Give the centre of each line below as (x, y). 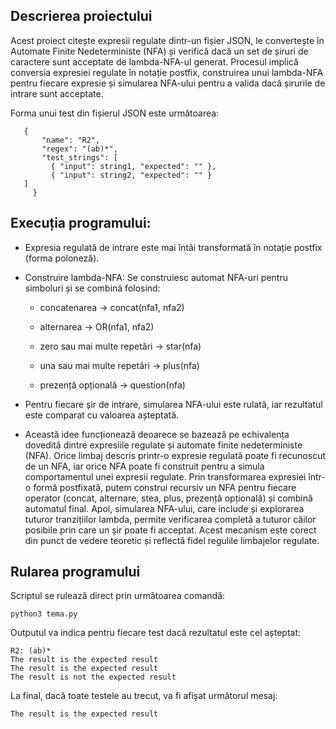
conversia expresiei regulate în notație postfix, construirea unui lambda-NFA (167, 72)
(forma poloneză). (62, 258)
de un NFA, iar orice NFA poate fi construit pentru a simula (144, 466)
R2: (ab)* (31, 651)
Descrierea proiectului (81, 16)
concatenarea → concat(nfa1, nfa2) (112, 307)
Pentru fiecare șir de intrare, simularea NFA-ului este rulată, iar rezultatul (173, 404)
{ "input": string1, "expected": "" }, (133, 166)
